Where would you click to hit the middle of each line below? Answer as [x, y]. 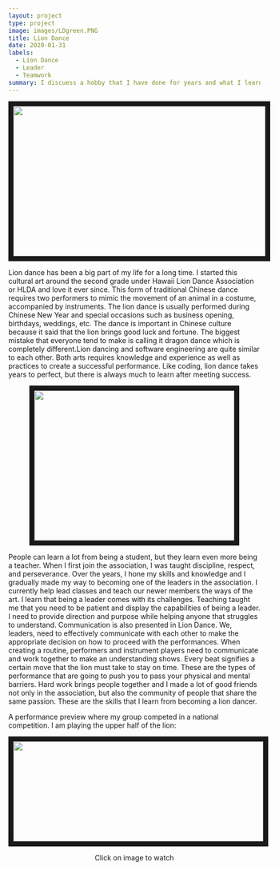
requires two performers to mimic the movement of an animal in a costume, [132, 297]
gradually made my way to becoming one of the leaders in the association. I [133, 582]
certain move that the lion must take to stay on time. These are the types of [132, 667]
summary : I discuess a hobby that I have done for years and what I [125, 82]
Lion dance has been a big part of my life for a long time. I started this [123, 272]
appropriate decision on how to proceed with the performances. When [124, 641]
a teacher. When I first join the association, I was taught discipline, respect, [132, 565]
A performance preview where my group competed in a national [114, 716]
